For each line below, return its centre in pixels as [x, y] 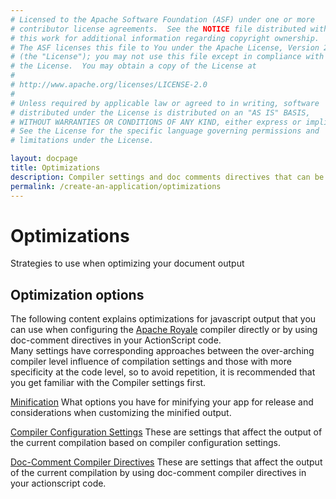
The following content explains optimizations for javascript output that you [163, 319]
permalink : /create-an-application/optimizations [116, 186]
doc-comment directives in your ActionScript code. [116, 340]
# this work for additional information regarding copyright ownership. [165, 38]
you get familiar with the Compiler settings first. [108, 383]
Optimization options [77, 294]
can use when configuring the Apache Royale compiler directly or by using [164, 330]
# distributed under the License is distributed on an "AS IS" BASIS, [160, 112]
